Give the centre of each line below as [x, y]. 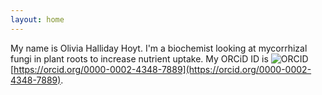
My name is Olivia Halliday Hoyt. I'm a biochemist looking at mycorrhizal [159, 48]
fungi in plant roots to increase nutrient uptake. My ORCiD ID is [139, 58]
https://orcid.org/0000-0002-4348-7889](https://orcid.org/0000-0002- [162, 69]
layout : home [37, 19]
